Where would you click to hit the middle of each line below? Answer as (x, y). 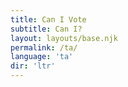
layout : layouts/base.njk (64, 38)
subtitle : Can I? (46, 29)
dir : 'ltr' (33, 66)
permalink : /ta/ (44, 47)
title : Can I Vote (48, 19)
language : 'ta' (42, 57)
